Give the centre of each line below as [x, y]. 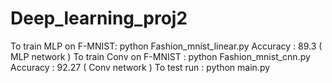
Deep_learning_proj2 [99, 18]
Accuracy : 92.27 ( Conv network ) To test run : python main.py [140, 67]
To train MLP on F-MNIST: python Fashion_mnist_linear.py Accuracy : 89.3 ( [166, 46]
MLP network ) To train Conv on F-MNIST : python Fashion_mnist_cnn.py [160, 56]
